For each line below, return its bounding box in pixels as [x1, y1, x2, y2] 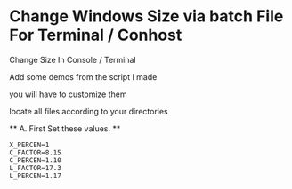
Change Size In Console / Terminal [9, 54, 136, 65]
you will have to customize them [9, 89, 127, 99]
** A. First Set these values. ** [9, 122, 121, 134]
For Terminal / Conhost [9, 25, 182, 45]
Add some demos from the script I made [9, 71, 158, 82]
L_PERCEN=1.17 [9, 171, 62, 180]
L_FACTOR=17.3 [9, 163, 62, 172]
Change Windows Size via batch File [9, 6, 284, 27]
